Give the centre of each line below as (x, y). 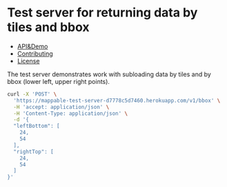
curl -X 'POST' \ (32, 94)
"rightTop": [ (33, 152)
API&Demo (32, 46)
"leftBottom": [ (37, 126)
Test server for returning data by (102, 13)
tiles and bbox (48, 27)
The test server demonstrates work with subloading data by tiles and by (109, 74)
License (28, 60)
